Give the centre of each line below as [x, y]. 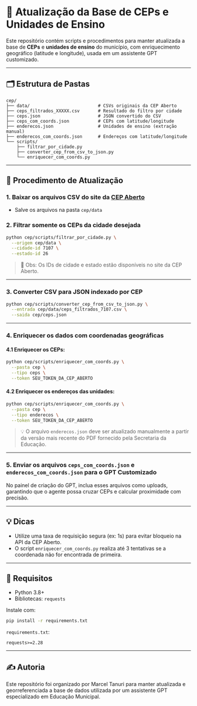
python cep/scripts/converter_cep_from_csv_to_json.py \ [77, 304]
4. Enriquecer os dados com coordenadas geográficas [85, 336]
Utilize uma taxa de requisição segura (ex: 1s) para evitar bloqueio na [98, 536]
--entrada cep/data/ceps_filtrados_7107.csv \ [69, 310]
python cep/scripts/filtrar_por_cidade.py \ [61, 237]
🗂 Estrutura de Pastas [48, 84]
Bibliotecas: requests [40, 599]
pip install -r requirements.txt [47, 621]
